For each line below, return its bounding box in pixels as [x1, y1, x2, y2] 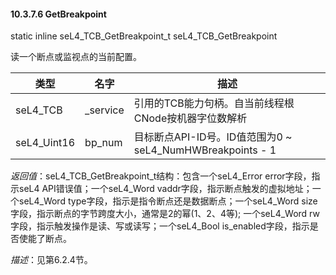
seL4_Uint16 [15, 136, 76, 150]
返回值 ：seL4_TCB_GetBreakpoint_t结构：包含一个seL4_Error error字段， [10, 170, 312, 182]
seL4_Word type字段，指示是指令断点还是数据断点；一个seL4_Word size [18, 195, 318, 207]
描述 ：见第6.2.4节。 [10, 254, 93, 266]
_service [84, 103, 125, 117]
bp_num [84, 136, 123, 150]
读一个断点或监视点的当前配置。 [10, 51, 142, 63]
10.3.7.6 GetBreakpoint [10, 8, 107, 20]
